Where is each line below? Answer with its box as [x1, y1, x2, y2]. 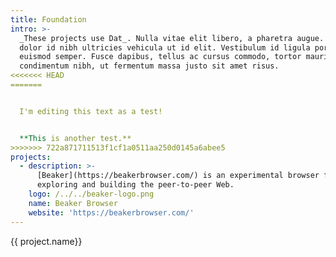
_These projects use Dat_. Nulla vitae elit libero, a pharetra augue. [19, 33, 325, 43]
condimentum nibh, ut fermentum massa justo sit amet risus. [19, 61, 280, 71]
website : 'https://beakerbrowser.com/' [28, 207, 195, 218]
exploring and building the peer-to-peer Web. [36, 180, 235, 190]
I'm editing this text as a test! [19, 106, 163, 116]
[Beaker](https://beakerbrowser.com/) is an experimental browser [36, 171, 320, 181]
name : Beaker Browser [28, 198, 118, 208]
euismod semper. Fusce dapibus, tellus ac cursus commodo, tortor [19, 52, 302, 62]
